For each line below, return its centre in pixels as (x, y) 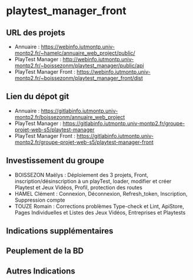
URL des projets (36, 33)
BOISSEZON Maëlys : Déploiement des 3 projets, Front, (81, 174)
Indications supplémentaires (60, 231)
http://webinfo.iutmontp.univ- (98, 59)
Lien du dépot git (38, 96)
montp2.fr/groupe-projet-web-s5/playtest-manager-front (84, 142)
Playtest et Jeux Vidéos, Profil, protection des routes (78, 187)
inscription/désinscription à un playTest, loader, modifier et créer (93, 181)
